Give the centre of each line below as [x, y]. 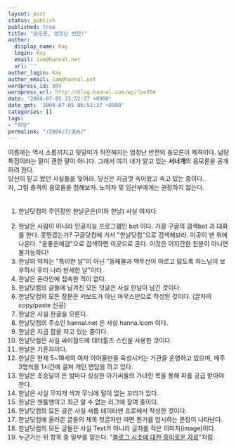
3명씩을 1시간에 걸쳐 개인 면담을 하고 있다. [76, 367]
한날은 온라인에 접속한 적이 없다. [62, 279]
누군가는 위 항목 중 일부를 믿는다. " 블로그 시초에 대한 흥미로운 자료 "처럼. [116, 437]
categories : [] [30, 112]
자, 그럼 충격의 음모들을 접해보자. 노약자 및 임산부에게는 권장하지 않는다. [106, 188]
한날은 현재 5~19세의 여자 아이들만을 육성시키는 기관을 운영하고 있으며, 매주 [122, 358]
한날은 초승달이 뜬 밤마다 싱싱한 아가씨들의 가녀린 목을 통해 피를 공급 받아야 [121, 376]
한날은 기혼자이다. [42, 350]
